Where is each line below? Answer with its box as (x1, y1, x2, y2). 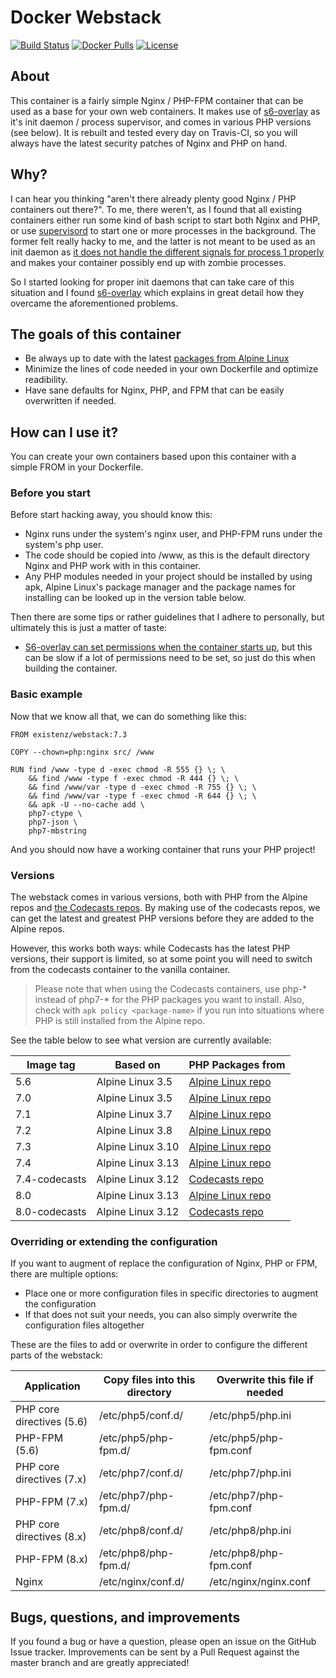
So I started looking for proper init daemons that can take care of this (10, 276, 295, 288)
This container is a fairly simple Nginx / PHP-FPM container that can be (10, 94, 304, 106)
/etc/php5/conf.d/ (98, 1409, 184, 1423)
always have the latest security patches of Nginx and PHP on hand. (10, 137, 288, 149)
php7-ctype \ (28, 808, 83, 818)
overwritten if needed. (24, 395, 117, 407)
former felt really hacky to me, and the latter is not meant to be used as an (10, 235, 316, 247)
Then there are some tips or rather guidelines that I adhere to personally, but (10, 611, 325, 623)
